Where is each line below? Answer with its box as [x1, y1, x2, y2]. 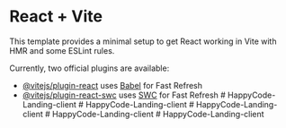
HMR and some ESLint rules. [9, 45, 115, 55]
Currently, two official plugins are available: [9, 63, 170, 73]
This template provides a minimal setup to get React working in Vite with [9, 36, 277, 47]
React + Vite [9, 6, 103, 27]
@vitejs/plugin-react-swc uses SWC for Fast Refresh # [22, 90, 227, 100]
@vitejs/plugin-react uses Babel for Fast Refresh [22, 80, 203, 90]
